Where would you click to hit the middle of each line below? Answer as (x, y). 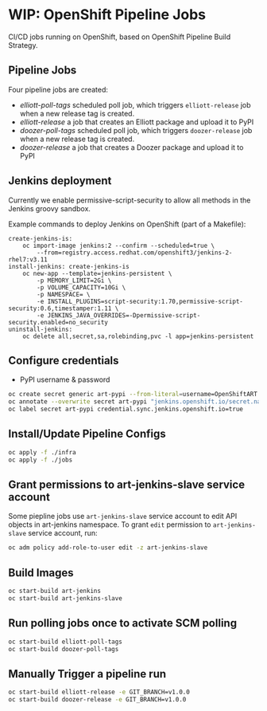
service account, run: (62, 533)
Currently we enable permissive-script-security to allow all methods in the (130, 200)
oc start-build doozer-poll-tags (64, 649)
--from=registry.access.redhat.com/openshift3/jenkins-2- (135, 253)
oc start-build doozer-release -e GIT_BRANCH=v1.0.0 (97, 700)
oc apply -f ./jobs (41, 460)
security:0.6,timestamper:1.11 (60, 308)
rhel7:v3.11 (28, 259)
